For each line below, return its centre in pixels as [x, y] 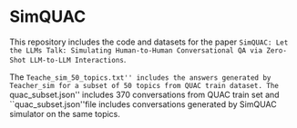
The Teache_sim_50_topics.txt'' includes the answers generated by [140, 77]
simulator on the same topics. [65, 113]
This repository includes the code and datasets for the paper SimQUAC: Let [149, 42]
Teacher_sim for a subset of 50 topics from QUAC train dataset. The [144, 85]
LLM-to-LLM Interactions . [78, 59]
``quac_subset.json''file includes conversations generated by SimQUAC [143, 104]
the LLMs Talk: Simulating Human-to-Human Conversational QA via [136, 50]
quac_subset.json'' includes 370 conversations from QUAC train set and [144, 94]
